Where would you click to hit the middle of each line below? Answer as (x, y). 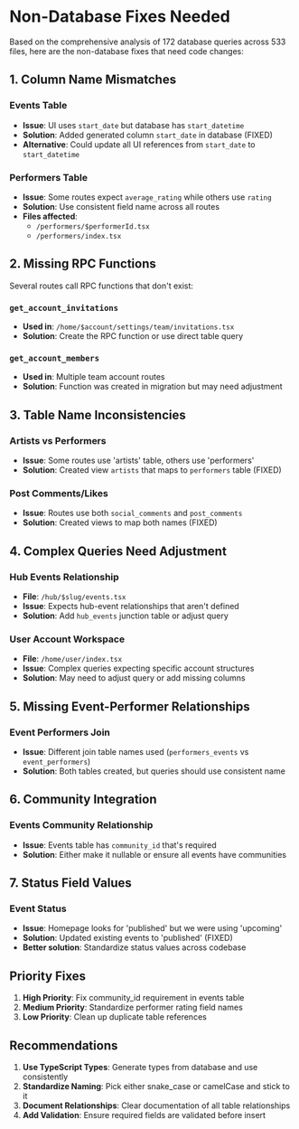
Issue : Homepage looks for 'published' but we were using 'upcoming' (152, 928)
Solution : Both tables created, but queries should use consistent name (154, 771)
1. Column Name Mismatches (93, 80)
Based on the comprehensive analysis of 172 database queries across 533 (148, 42)
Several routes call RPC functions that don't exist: (102, 286)
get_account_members (55, 358)
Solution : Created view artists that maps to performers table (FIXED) (152, 470)
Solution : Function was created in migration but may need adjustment (152, 387)
